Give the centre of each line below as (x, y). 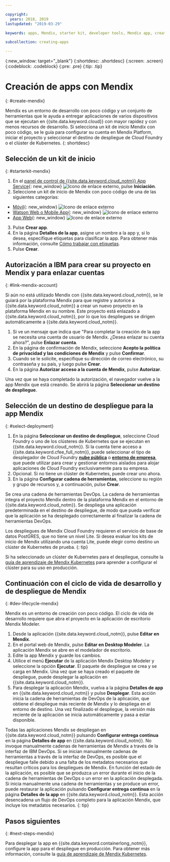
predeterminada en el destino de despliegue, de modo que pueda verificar (83, 510)
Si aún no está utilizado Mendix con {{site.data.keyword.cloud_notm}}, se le (84, 295)
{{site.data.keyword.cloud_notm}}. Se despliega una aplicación (71, 505)
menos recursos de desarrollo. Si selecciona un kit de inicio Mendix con (80, 127)
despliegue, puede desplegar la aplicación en (60, 677)
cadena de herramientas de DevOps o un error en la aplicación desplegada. (84, 778)
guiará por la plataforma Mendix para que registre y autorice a (70, 300)
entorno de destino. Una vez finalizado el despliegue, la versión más (84, 709)
